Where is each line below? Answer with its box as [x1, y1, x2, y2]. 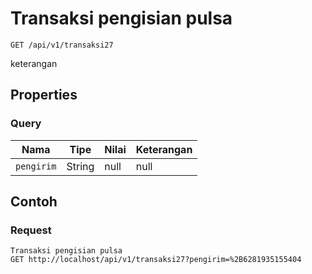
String [66, 159, 95, 173]
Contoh [10, 193, 58, 211]
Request [10, 223, 52, 237]
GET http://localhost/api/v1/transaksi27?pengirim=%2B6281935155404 [10, 255, 302, 265]
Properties [10, 87, 78, 104]
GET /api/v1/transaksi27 [10, 40, 114, 50]
